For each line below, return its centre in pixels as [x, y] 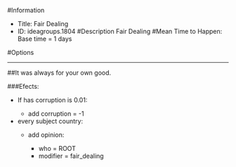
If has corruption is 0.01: [52, 100]
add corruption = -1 [56, 113]
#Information [26, 10]
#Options [21, 52]
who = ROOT [57, 148]
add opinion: [46, 135]
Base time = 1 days [45, 39]
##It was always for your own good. [59, 73]
